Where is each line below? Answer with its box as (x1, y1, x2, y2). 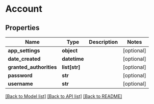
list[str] (62, 64, 81, 70)
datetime (62, 56, 84, 62)
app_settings (8, 47, 40, 54)
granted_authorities (8, 64, 57, 70)
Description (89, 39, 118, 45)
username (8, 80, 33, 87)
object (62, 47, 78, 54)
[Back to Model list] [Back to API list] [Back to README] (5, 93, 122, 99)
